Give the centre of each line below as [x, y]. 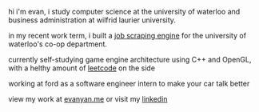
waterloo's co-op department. [58, 44]
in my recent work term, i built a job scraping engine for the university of [127, 36]
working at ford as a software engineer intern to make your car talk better [129, 84]
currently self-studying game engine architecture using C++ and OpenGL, [130, 60]
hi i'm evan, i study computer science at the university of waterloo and [124, 12]
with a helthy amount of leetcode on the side [82, 68]
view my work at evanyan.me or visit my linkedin [88, 99]
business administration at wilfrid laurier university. [92, 20]
